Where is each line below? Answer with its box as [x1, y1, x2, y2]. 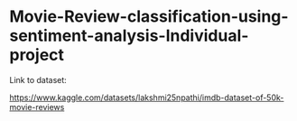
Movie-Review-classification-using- [9, 6, 289, 27]
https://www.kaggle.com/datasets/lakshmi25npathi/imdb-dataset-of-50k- [9, 92, 284, 103]
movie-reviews [9, 101, 65, 112]
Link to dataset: [9, 74, 68, 85]
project [9, 45, 65, 65]
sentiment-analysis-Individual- [9, 25, 249, 46]
